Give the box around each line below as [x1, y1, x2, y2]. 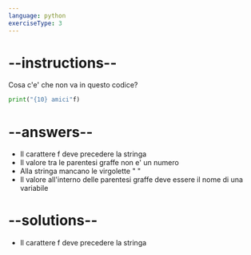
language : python [8, 11, 66, 20]
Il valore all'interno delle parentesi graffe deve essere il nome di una [19, 175, 244, 184]
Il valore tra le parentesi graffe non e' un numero [19, 158, 180, 168]
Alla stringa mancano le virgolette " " [19, 166, 141, 176]
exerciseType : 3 [8, 19, 62, 27]
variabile [19, 184, 49, 193]
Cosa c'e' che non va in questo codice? [8, 80, 138, 90]
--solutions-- [8, 212, 98, 229]
